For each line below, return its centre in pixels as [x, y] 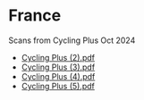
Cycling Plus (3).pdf [58, 67]
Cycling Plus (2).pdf [58, 57]
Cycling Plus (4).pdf [58, 76]
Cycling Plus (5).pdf [58, 86]
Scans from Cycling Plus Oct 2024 [72, 40]
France [35, 16]
